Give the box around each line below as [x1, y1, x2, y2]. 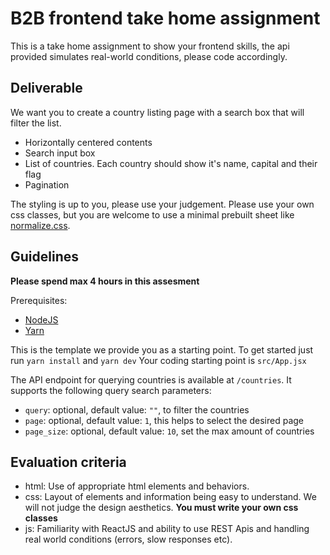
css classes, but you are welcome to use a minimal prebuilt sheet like [10, 208, 295, 221]
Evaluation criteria [10, 453, 127, 471]
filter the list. [10, 117, 62, 129]
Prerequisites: [10, 294, 68, 306]
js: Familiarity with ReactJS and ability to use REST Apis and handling [24, 523, 310, 535]
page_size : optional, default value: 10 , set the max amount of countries [24, 425, 315, 437]
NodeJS [24, 313, 59, 326]
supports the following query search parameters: [10, 384, 212, 396]
